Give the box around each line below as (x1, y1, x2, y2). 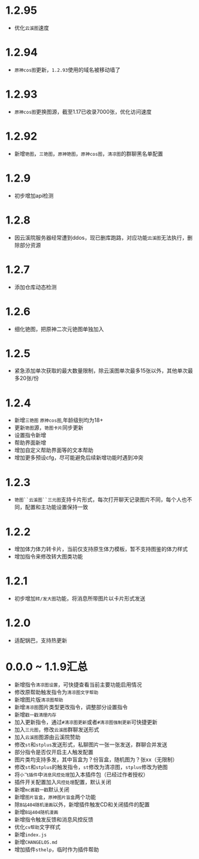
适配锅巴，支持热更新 (14, 637, 67, 644)
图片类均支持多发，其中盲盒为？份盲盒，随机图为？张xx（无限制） (14, 756, 178, 763)
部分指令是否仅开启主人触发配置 (14, 749, 94, 756)
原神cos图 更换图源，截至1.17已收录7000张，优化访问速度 (14, 108, 152, 115)
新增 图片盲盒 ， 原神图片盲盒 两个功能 (14, 794, 97, 801)
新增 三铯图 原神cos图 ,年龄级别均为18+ (14, 417, 104, 424)
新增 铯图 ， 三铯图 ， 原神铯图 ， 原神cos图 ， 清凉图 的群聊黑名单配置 (14, 150, 163, 157)
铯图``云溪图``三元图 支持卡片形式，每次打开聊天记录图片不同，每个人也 (14, 496, 187, 504)
